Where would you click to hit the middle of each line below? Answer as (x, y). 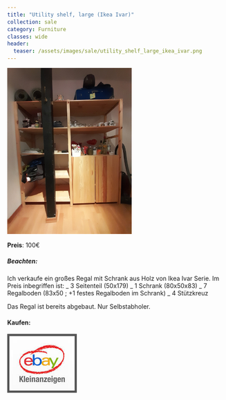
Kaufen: (19, 322)
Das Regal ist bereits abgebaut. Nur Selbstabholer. (79, 306)
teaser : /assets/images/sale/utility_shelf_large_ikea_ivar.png (108, 51)
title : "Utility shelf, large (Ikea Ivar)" (71, 15)
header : (18, 44)
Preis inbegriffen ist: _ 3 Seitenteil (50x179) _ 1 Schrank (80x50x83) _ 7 (107, 285)
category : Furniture (37, 29)
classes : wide (28, 37)
